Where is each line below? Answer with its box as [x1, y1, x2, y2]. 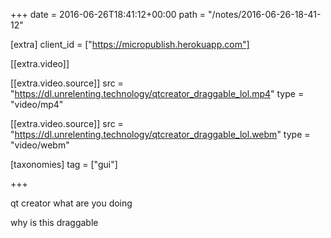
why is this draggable [10, 217, 99, 228]
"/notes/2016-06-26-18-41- [208, 9, 322, 20]
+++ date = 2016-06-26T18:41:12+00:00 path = [10, 9, 207, 20]
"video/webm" [10, 139, 70, 151]
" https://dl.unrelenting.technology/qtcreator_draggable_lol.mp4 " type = [10, 88, 305, 99]
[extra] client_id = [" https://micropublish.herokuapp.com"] [10, 39, 250, 50]
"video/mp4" [10, 99, 64, 110]
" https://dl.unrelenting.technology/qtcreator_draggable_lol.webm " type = [10, 129, 311, 140]
